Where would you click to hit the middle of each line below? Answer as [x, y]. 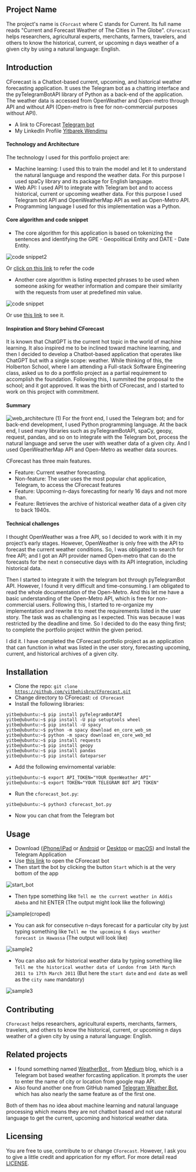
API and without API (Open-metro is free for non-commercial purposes [92, 107]
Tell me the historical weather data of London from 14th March [95, 967]
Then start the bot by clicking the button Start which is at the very [95, 867]
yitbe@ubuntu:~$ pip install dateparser [57, 756]
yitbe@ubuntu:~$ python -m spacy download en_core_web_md [79, 735]
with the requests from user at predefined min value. [78, 292]
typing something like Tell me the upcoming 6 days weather [87, 931]
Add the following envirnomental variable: [65, 767]
